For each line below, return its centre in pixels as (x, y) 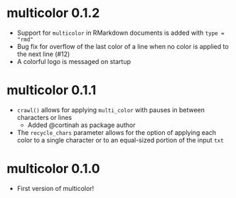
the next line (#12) (43, 54)
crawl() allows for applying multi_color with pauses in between (111, 110)
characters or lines (44, 117)
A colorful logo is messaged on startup (74, 61)
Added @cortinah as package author (81, 125)
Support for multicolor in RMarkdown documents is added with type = (120, 33)
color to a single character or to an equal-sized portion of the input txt (120, 140)
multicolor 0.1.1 (52, 90)
